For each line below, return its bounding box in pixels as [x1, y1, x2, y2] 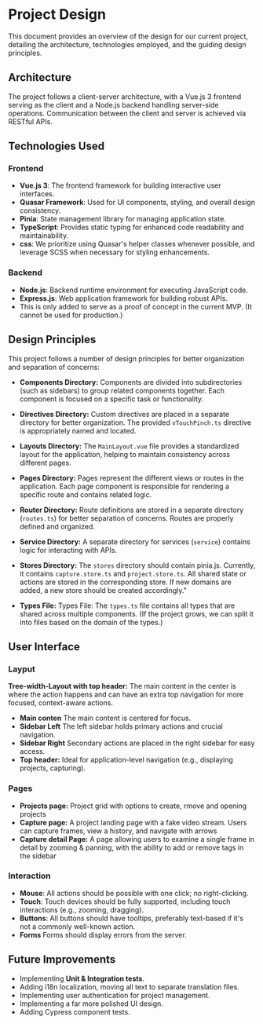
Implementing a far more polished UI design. [19, 999, 163, 1008]
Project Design [8, 5, 106, 24]
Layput [8, 664, 35, 675]
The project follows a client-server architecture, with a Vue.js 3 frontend [8, 92, 242, 101]
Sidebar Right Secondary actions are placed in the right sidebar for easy [19, 738, 255, 748]
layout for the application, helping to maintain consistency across [19, 449, 230, 459]
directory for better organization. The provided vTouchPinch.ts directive [19, 418, 252, 427]
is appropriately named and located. [19, 426, 137, 435]
